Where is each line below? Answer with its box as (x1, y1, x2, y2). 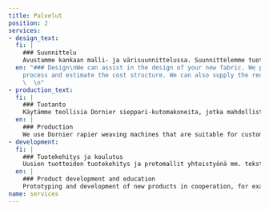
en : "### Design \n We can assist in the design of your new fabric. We (15, 64, 256, 72)
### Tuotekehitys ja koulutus (22, 153, 124, 160)
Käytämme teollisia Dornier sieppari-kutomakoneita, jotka (22, 109, 224, 117)
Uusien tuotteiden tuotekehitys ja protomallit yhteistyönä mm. (22, 160, 242, 168)
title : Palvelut (8, 11, 62, 20)
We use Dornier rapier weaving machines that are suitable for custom (22, 130, 263, 138)
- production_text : (8, 85, 74, 94)
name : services (8, 189, 59, 198)
